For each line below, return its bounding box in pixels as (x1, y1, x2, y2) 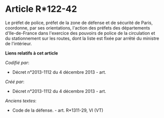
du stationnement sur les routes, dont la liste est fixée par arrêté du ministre (5, 35, 160, 41)
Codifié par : (5, 59, 30, 65)
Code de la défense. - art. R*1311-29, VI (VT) (12, 107, 104, 113)
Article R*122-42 (5, 3, 78, 15)
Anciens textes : (5, 97, 37, 104)
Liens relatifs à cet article (5, 50, 58, 56)
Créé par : (5, 79, 25, 85)
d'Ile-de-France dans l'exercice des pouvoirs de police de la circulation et (5, 30, 156, 36)
